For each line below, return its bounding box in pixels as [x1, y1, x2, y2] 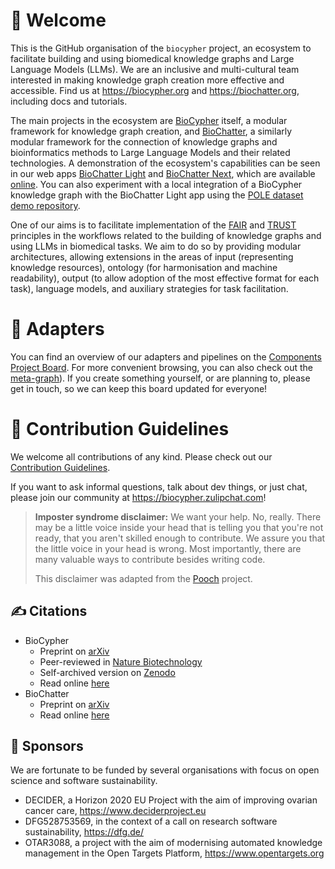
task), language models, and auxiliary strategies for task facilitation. [10, 282, 289, 294]
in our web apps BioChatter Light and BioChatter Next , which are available [10, 167, 316, 179]
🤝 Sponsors [10, 738, 84, 755]
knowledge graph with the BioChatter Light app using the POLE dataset [10, 189, 304, 201]
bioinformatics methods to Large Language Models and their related [10, 146, 291, 158]
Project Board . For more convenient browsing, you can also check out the [10, 361, 313, 373]
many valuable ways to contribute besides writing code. [34, 553, 266, 565]
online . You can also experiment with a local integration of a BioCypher [10, 178, 303, 190]
